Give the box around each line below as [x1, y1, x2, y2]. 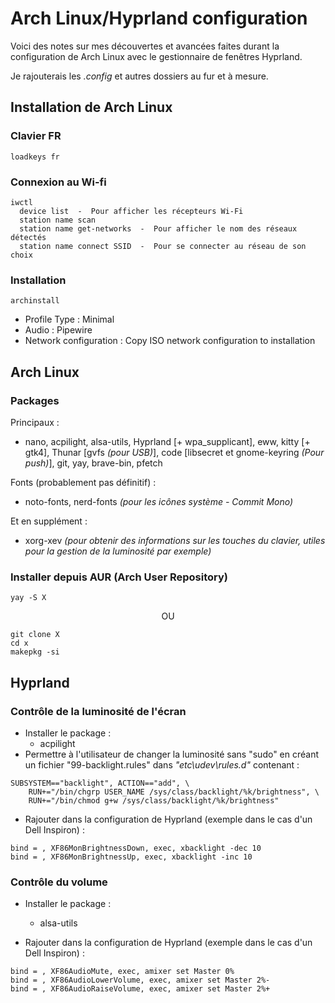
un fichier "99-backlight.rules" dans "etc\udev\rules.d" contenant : [24, 758, 300, 771]
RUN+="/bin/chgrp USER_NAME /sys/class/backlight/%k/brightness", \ [28, 787, 320, 797]
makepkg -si [10, 647, 60, 657]
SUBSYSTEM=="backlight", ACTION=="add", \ [10, 778, 190, 788]
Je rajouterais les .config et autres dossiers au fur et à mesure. [10, 70, 269, 82]
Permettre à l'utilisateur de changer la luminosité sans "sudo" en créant [24, 748, 320, 760]
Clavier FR [10, 129, 62, 143]
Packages [10, 393, 60, 407]
